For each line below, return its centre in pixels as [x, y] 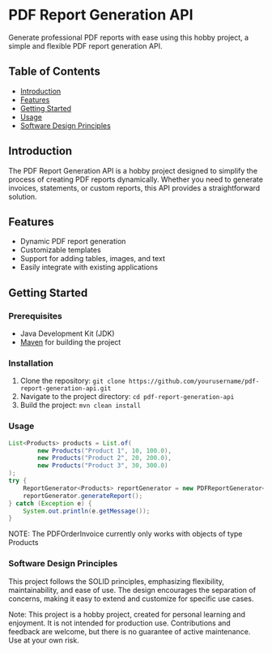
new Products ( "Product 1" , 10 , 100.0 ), [105, 451]
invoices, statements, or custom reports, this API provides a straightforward [134, 187]
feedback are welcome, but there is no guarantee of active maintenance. [130, 631]
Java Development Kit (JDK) [67, 333]
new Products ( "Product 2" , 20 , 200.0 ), [105, 458]
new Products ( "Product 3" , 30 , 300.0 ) [103, 466]
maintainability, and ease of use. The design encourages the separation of [132, 590]
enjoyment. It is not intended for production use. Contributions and [119, 623]
